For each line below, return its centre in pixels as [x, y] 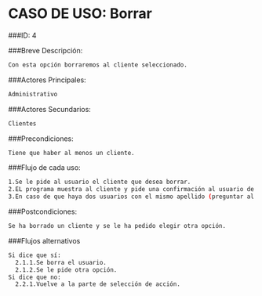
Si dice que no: [35, 277]
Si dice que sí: [35, 255]
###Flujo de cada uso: [44, 168]
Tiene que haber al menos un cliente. [71, 153]
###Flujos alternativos [44, 240]
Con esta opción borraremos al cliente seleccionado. [98, 65]
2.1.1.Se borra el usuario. [61, 262]
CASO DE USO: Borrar [80, 14]
